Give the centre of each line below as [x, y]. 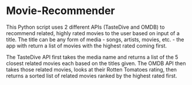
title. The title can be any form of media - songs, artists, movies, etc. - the [95, 39]
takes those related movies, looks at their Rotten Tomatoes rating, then [92, 69]
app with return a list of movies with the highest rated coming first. [87, 46]
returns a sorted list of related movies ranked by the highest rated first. [92, 76]
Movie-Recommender [61, 11]
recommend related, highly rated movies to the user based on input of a [93, 33]
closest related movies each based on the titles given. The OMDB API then [96, 63]
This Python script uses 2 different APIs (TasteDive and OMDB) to [85, 27]
